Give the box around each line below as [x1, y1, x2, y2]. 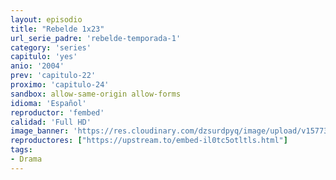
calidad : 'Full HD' [10, 117, 92, 127]
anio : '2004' [10, 61, 65, 71]
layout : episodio [10, 14, 83, 25]
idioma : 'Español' [10, 98, 87, 108]
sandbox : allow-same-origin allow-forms [10, 89, 182, 99]
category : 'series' [10, 42, 92, 53]
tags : [10, 145, 33, 155]
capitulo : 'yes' [10, 52, 78, 62]
